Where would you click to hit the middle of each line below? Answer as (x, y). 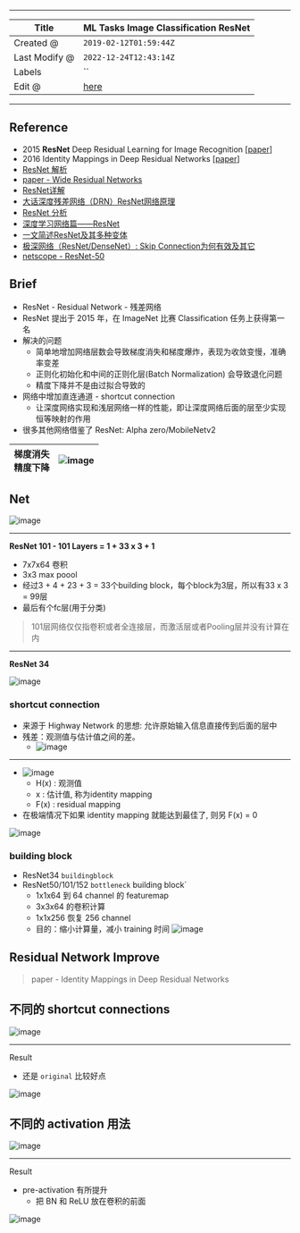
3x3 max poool (50, 575)
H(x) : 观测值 (58, 782)
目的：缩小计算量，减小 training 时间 (103, 929)
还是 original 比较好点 (64, 1076)
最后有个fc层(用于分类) (64, 608)
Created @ (36, 43)
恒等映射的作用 (63, 418)
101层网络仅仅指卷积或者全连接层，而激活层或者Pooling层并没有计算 (156, 627)
